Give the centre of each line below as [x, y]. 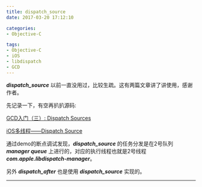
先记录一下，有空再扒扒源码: [41, 105]
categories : [21, 28]
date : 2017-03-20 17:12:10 [40, 17]
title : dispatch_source [36, 12]
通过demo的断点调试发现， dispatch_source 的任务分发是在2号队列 [90, 143]
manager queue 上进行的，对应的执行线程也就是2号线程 [76, 151]
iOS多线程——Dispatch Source [44, 130]
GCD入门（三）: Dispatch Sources [49, 118]
